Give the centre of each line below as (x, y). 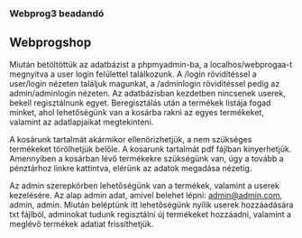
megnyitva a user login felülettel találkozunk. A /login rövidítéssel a (133, 74)
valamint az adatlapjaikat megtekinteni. (82, 122)
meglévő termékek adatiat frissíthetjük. (82, 224)
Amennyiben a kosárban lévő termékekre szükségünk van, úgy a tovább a (146, 158)
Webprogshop (50, 43)
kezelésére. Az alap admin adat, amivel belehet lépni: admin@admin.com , (146, 195)
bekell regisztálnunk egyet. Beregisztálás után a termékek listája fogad (140, 103)
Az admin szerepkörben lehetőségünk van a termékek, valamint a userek (145, 185)
